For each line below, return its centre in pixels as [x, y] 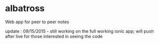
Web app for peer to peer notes [37, 22]
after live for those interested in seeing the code [54, 36]
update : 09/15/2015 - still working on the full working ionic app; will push [79, 31]
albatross [25, 8]
